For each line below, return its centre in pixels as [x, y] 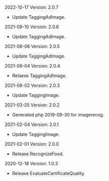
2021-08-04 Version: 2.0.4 [33, 66]
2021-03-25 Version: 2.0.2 [32, 105]
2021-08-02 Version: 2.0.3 [32, 85]
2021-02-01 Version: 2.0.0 [32, 144]
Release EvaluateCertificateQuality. [48, 173]
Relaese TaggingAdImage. [39, 76]
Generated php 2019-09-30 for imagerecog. [58, 115]
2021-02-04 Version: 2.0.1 [32, 125]
